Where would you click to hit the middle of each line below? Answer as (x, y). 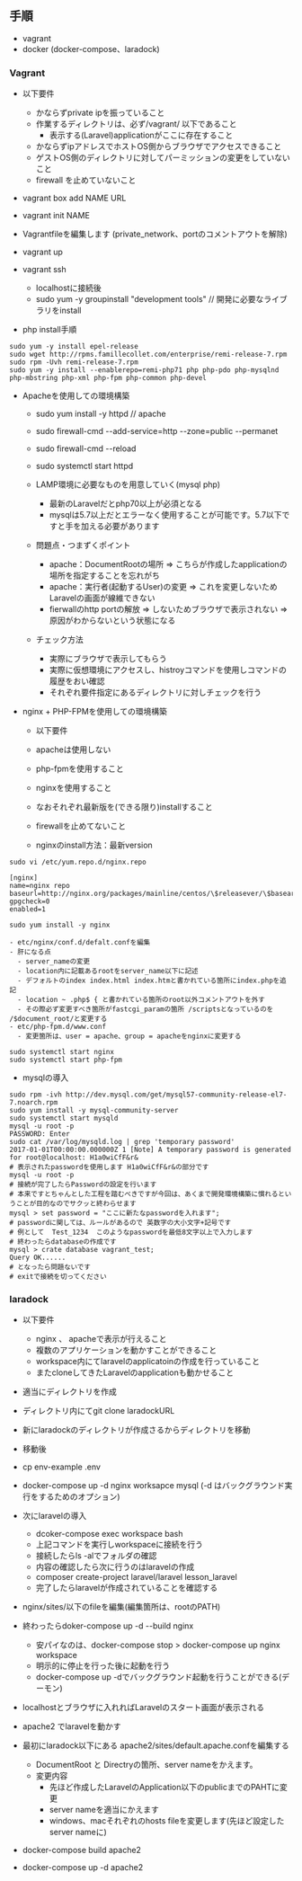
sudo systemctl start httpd (84, 466)
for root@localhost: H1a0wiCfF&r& (74, 1158)
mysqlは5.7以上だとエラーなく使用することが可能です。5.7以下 (165, 515)
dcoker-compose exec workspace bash (109, 1534)
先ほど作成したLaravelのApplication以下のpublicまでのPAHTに (164, 1788)
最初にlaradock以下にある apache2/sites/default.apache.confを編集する (155, 1745)
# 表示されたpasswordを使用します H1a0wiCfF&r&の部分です (109, 1167)
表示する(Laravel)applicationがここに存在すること (141, 135)
